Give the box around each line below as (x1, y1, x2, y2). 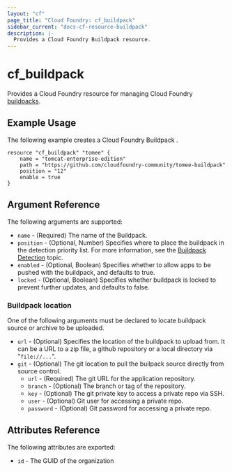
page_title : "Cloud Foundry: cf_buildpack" (7, 17, 136, 24)
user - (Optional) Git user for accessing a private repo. (27, 396, 184, 405)
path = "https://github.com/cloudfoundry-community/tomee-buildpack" (20, 162, 226, 169)
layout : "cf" (7, 10, 45, 17)
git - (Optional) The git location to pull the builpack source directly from (17, 359, 224, 368)
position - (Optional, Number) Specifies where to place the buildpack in (17, 238, 224, 247)
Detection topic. (17, 253, 64, 262)
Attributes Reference (7, 424, 100, 436)
